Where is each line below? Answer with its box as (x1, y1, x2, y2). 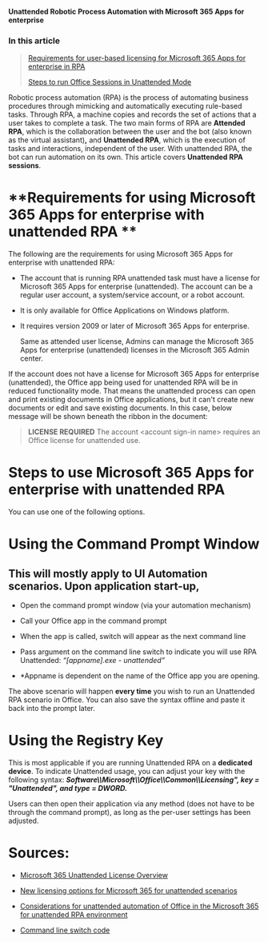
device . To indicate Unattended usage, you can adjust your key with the (8, 767, 246, 776)
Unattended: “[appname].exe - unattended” (19, 656, 166, 665)
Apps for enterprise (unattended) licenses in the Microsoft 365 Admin (19, 345, 250, 355)
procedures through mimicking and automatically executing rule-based (8, 102, 242, 111)
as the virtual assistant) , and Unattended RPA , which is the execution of (8, 135, 246, 145)
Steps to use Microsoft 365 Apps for (8, 464, 254, 482)
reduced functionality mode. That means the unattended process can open (8, 386, 256, 396)
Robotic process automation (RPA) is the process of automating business (8, 93, 250, 102)
